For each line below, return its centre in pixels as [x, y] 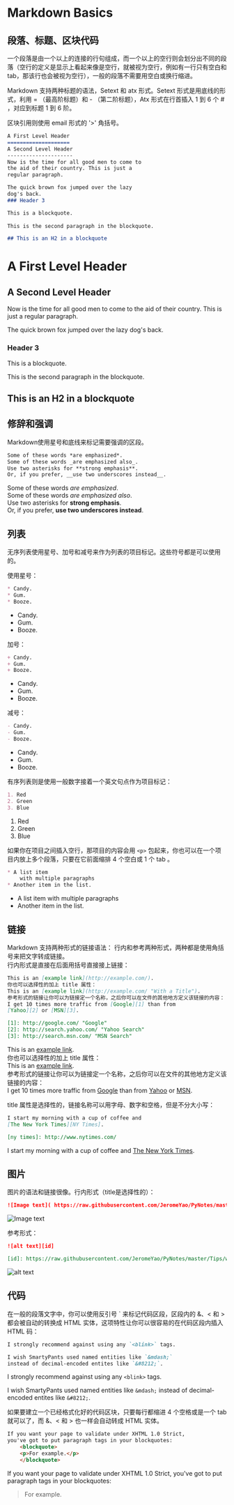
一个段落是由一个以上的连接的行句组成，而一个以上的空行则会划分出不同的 [114, 58]
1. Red [17, 795]
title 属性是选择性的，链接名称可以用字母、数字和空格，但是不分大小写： [111, 1105]
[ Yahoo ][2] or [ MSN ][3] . [43, 1011]
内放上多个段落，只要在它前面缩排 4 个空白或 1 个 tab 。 [93, 859]
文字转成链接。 [47, 956]
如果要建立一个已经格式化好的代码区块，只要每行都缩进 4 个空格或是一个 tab [117, 1412]
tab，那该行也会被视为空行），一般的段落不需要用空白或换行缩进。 [102, 76]
